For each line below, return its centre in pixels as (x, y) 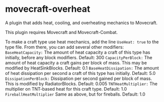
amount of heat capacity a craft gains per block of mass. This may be (76, 63)
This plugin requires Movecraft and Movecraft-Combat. (61, 32)
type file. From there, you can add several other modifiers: (64, 47)
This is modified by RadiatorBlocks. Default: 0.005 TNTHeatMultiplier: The (81, 84)
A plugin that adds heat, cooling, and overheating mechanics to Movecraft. (81, 23)
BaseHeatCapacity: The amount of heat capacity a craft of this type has (78, 52)
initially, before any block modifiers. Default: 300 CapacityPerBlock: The (79, 57)
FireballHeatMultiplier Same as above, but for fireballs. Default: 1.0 (75, 94)
